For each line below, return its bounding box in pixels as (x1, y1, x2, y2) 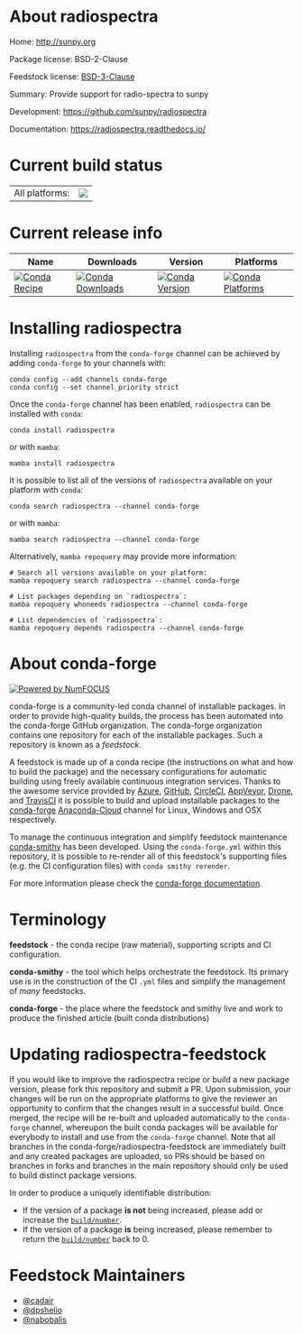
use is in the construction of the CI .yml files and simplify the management (9, 976, 286, 987)
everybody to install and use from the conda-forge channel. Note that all (9, 1131, 276, 1142)
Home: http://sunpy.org (9, 36, 96, 47)
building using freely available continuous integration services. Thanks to (9, 776, 281, 787)
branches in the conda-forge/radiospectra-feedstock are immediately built (9, 1141, 287, 1152)
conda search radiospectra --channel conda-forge (9, 501, 200, 511)
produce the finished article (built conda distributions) (9, 1012, 210, 1023)
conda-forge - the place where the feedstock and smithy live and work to (9, 1003, 283, 1014)
